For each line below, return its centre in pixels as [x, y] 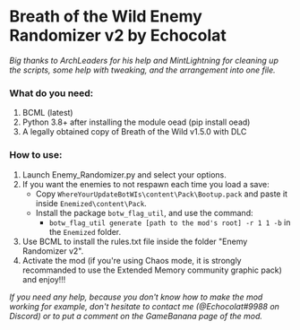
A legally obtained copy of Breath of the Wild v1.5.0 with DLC [134, 132]
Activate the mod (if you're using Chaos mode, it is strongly [132, 260]
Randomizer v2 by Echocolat [118, 35]
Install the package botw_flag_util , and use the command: [144, 213]
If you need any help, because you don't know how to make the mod [136, 297]
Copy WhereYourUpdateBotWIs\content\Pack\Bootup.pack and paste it [162, 194]
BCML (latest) [47, 113]
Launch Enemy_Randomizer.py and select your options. [124, 174]
